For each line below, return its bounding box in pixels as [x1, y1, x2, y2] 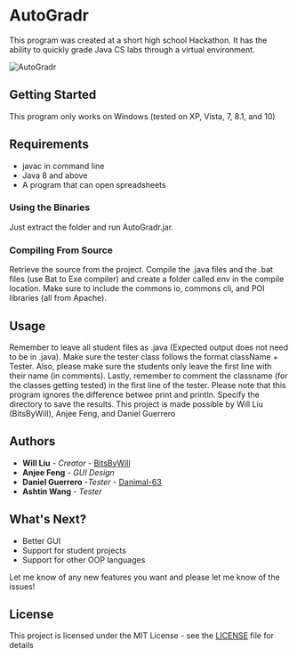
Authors [9, 434, 56, 450]
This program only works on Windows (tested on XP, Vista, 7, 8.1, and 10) [9, 110, 276, 121]
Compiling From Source [9, 244, 114, 256]
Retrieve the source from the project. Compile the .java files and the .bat [9, 264, 274, 275]
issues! [9, 580, 36, 592]
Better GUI [21, 535, 61, 546]
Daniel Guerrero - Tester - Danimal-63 [21, 476, 162, 487]
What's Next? [9, 512, 87, 527]
